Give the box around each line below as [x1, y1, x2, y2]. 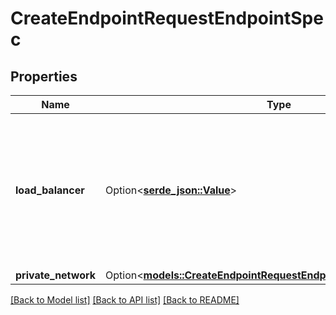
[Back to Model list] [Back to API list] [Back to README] [10, 294, 240, 306]
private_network [15, 268, 97, 282]
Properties [10, 68, 78, 85]
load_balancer [15, 183, 85, 197]
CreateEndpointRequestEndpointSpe [10, 7, 324, 30]
